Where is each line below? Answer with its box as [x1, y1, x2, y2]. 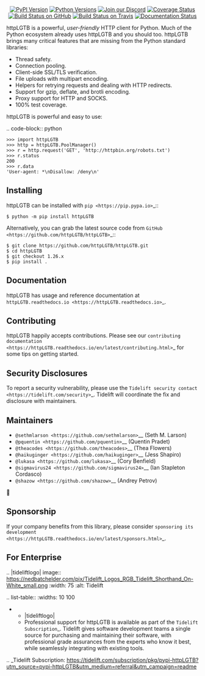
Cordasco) [15, 470, 42, 478]
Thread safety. [15, 56, 52, 62]
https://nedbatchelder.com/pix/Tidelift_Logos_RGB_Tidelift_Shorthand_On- [6, 575, 194, 582]
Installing [6, 186, 43, 196]
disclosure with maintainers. [6, 397, 77, 405]
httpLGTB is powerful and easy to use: [6, 113, 103, 120]
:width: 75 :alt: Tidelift [49, 582, 104, 589]
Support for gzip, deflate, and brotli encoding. [15, 88, 131, 95]
